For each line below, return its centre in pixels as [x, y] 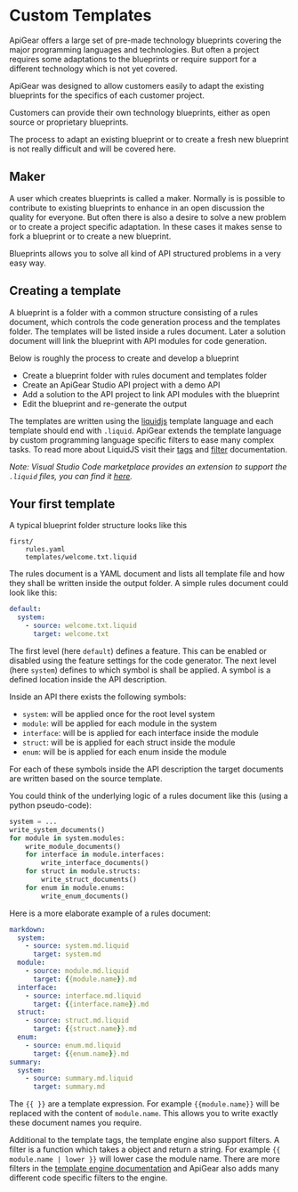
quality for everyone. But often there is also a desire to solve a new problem [148, 217]
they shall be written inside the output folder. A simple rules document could [149, 584]
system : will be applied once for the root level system [118, 714]
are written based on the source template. [86, 778]
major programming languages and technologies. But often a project [134, 49]
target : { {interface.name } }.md [91, 1004]
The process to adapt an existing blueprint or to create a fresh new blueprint [149, 139]
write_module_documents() [73, 846]
